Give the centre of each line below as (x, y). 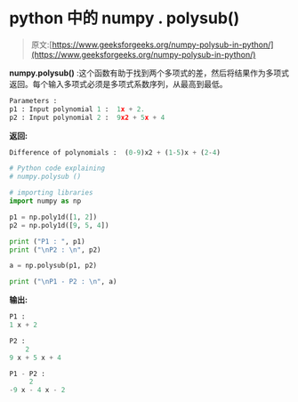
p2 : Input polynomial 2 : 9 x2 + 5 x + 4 (87, 117)
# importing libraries (51, 193)
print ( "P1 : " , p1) (48, 241)
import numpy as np (45, 201)
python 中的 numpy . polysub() (125, 18)
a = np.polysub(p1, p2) (53, 266)
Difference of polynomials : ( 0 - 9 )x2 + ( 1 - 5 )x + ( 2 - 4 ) (115, 152)
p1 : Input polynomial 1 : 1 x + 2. (77, 109)
